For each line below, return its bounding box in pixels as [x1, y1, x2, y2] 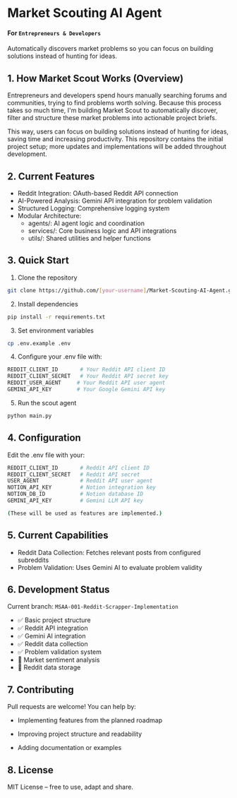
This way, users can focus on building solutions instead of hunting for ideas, [7, 127, 229, 136]
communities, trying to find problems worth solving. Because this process [7, 99, 222, 107]
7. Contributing [7, 684, 74, 696]
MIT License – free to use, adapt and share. [7, 782, 134, 792]
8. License [7, 764, 54, 776]
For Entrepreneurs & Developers [7, 28, 101, 37]
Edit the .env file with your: [7, 451, 85, 459]
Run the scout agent [17, 398, 77, 407]
